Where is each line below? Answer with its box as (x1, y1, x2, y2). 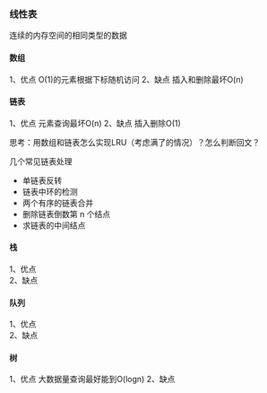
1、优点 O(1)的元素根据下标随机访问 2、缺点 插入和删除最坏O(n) (9, 74, 244, 84)
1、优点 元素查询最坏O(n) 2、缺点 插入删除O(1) (9, 118, 181, 128)
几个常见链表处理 (9, 155, 73, 167)
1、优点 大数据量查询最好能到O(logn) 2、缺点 (9, 374, 176, 385)
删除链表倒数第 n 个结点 (22, 208, 110, 219)
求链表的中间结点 (22, 220, 86, 231)
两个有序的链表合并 (22, 197, 94, 208)
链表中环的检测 (22, 186, 78, 196)
